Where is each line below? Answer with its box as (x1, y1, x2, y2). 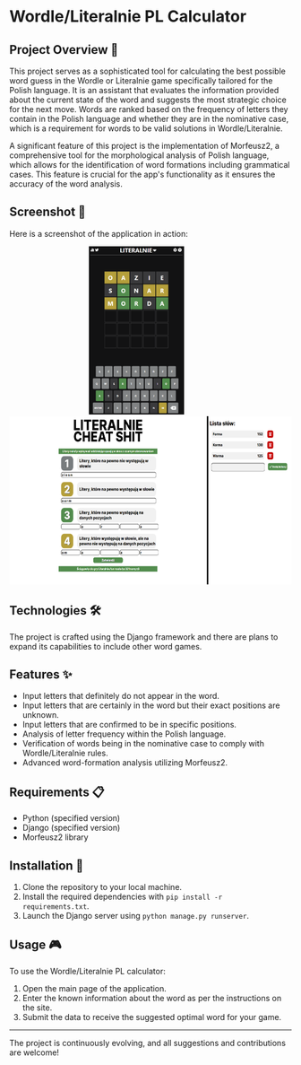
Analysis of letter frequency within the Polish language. (21, 729, 227, 739)
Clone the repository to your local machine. (21, 882, 182, 893)
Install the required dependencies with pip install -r (21, 891, 223, 903)
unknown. (21, 710, 60, 720)
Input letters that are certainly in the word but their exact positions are (21, 700, 280, 711)
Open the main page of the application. (21, 982, 168, 993)
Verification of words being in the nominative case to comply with (21, 738, 264, 749)
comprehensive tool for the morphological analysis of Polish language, (9, 150, 270, 161)
